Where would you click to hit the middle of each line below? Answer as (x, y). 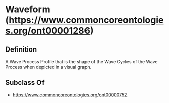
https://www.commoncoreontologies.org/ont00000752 (70, 95)
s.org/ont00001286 (48, 31)
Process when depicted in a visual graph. (48, 67)
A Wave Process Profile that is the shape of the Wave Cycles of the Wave (81, 61)
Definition (21, 49)
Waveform (28, 9)
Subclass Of (25, 83)
